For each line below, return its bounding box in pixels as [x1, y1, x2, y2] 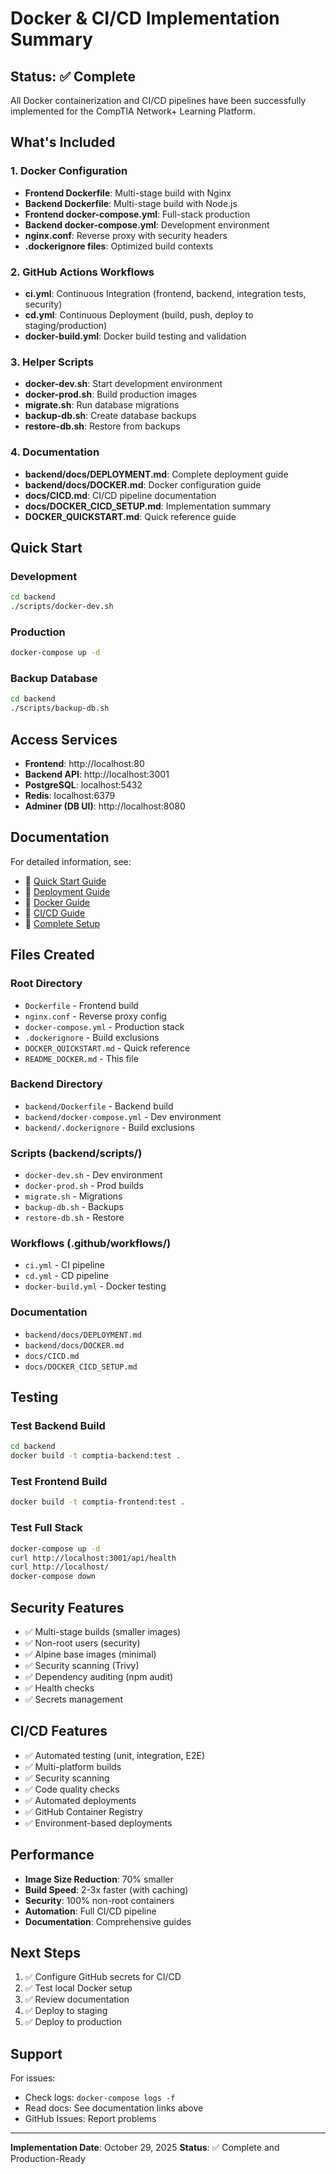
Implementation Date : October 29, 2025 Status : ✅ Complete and [10, 2142, 280, 2154]
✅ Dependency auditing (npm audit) [24, 1670, 174, 1682]
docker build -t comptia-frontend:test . [10, 1497, 186, 1507]
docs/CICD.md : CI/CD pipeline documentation [24, 489, 217, 501]
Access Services [10, 731, 118, 748]
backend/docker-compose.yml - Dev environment [24, 1110, 222, 1122]
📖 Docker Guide [24, 896, 91, 908]
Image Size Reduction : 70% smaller [24, 1873, 174, 1885]
